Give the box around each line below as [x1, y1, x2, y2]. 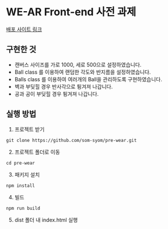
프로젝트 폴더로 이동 [14, 148, 60, 155]
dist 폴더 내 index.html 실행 [14, 216, 78, 223]
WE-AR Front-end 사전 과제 [6, 5, 136, 19]
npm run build [6, 205, 41, 211]
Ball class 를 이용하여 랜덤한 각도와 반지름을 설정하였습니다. [14, 68, 151, 75]
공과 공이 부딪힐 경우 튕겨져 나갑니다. [14, 90, 99, 97]
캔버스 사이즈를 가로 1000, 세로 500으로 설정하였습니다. [14, 61, 142, 68]
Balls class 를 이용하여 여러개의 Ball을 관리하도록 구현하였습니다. [14, 75, 162, 82]
